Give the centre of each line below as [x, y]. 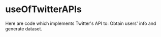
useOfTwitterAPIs [44, 9]
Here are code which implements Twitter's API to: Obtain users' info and [81, 23]
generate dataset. [24, 28]
